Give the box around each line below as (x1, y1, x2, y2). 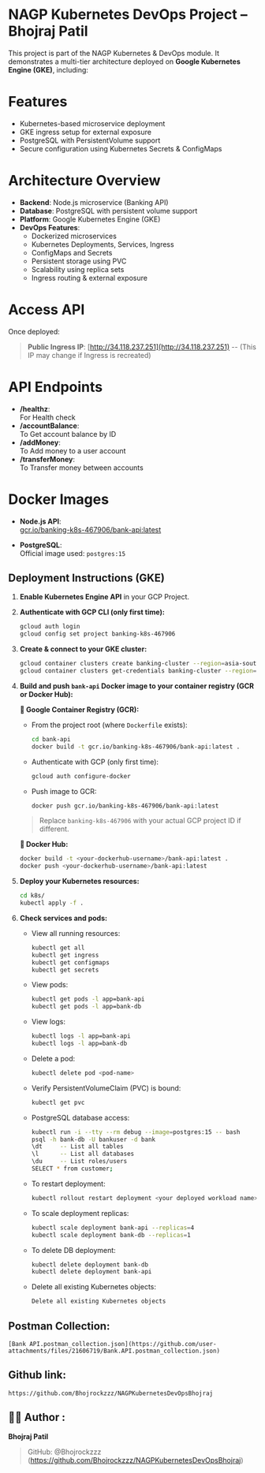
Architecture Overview (8, 172, 161, 190)
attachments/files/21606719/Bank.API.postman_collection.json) (8, 1347, 221, 1355)
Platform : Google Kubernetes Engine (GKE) (19, 214, 161, 224)
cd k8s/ (19, 892, 45, 900)
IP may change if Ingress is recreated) (27, 350, 151, 360)
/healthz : (19, 404, 50, 413)
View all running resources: (31, 928, 121, 938)
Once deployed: (8, 326, 61, 336)
